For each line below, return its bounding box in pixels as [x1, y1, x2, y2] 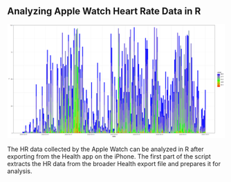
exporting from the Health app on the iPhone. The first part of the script [7, 152, 211, 161]
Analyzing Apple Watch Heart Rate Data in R [7, 6, 201, 17]
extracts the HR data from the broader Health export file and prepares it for [7, 160, 221, 168]
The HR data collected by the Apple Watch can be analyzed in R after [7, 145, 204, 154]
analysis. [7, 167, 33, 175]
